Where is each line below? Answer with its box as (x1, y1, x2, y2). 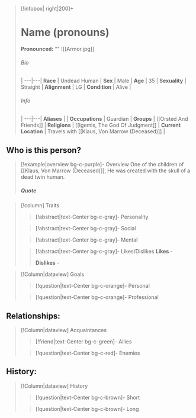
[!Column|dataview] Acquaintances (20, 326, 107, 333)
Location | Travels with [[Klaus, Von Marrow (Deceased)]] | (20, 128, 166, 135)
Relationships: (6, 311, 60, 321)
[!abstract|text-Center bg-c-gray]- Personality (35, 213, 149, 221)
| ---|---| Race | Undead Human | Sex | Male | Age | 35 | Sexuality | (20, 77, 187, 85)
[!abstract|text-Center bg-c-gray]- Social (35, 225, 136, 232)
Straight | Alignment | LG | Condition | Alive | (20, 83, 131, 91)
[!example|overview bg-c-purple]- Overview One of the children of (20, 161, 184, 168)
